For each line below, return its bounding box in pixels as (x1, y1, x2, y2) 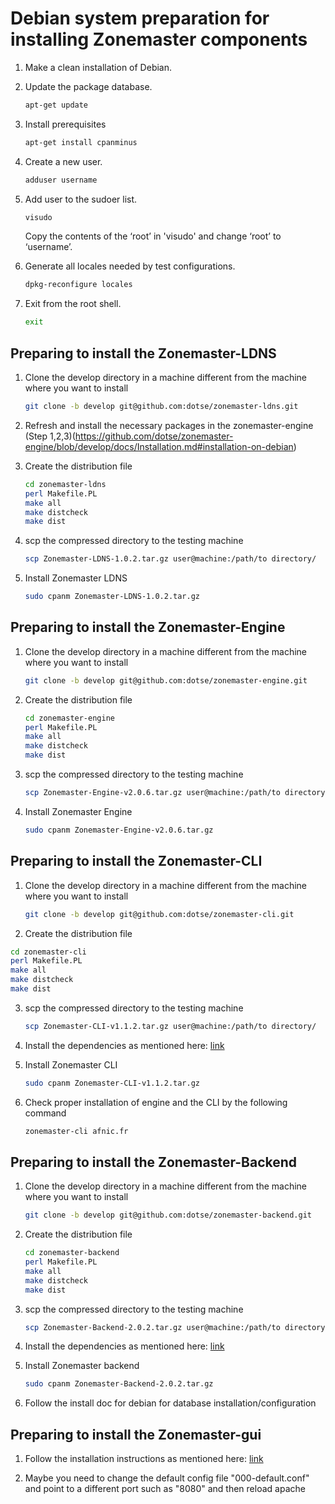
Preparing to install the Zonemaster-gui (10, 1426, 262, 1443)
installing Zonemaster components (10, 28, 308, 51)
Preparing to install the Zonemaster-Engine (10, 619, 286, 636)
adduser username (24, 175, 98, 185)
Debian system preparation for (10, 7, 270, 30)
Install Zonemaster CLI (24, 1058, 118, 1071)
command (24, 1107, 67, 1119)
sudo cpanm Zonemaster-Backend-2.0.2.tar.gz (24, 1379, 214, 1389)
